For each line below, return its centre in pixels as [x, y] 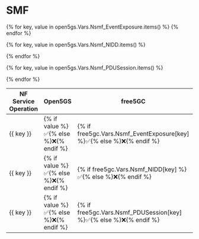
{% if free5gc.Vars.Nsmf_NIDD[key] [127, 169]
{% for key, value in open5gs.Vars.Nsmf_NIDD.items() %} [76, 45]
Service [23, 101]
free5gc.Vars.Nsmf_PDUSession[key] [130, 212]
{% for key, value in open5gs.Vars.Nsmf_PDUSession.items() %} [85, 67]
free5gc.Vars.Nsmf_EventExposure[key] [133, 133]
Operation [24, 109]
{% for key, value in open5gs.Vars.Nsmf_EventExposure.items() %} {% [92, 27]
